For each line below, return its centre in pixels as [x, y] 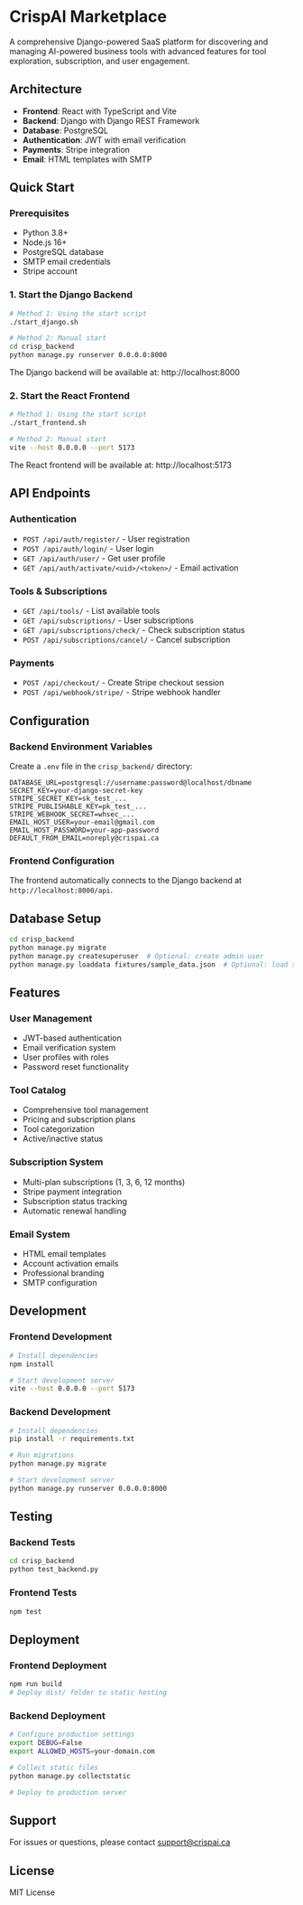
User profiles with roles [66, 1057]
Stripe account [50, 271]
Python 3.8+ [46, 233]
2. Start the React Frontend [70, 396]
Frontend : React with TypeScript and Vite [100, 111]
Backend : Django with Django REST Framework [111, 120]
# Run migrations [42, 1456]
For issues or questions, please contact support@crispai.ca [120, 1843]
